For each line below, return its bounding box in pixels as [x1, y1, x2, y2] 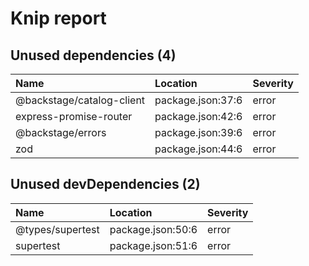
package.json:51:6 [109, 238, 198, 252]
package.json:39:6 [154, 126, 243, 139]
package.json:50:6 [109, 222, 198, 236]
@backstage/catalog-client [15, 93, 146, 107]
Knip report [10, 7, 107, 30]
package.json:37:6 [154, 93, 243, 107]
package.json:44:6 [154, 142, 243, 156]
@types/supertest [15, 222, 100, 236]
